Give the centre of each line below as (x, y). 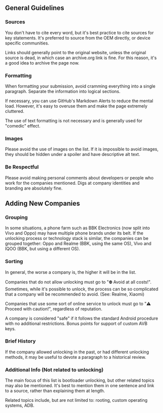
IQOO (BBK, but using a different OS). (43, 249)
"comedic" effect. (23, 126)
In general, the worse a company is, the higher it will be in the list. (71, 272)
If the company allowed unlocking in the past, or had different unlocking (77, 352)
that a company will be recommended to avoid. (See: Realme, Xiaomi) (75, 294)
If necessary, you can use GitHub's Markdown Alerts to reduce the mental (79, 101)
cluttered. (15, 111)
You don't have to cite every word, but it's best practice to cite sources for (80, 33)
